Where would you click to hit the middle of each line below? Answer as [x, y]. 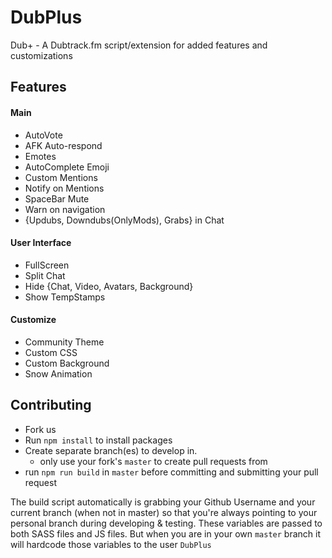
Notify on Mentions [64, 188]
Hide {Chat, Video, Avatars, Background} [109, 286]
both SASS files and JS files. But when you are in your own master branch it [166, 533]
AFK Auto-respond [63, 145]
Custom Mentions [61, 177]
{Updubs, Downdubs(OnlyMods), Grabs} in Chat [124, 220]
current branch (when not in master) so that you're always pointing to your [164, 512]
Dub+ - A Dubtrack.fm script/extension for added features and [139, 45]
